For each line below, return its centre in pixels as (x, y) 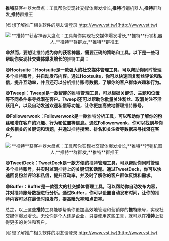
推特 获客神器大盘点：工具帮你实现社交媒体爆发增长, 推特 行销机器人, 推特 (79, 8)
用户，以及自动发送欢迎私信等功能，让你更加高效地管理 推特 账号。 (78, 106)
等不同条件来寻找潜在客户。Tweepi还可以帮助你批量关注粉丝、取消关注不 (81, 99)
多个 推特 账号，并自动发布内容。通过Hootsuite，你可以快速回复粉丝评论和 (82, 76)
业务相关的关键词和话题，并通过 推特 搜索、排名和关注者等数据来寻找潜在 (80, 129)
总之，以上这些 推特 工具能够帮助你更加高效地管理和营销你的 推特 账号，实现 (82, 209)
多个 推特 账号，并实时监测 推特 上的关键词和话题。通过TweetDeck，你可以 (81, 169)
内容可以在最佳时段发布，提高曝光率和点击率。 (58, 199)
